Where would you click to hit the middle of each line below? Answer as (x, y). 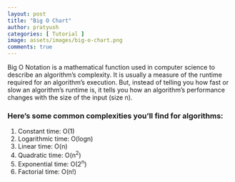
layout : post (27, 14)
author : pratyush (33, 27)
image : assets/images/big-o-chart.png (65, 41)
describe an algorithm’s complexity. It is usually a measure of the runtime (115, 75)
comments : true (30, 47)
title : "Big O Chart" (40, 21)
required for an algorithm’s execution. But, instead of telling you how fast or (118, 82)
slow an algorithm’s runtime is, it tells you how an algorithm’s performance (116, 90)
